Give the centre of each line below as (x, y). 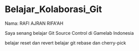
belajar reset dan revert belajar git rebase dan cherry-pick (65, 43)
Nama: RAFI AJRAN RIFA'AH (34, 23)
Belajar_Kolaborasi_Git (53, 9)
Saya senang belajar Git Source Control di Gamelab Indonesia (69, 33)
